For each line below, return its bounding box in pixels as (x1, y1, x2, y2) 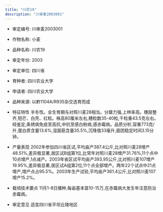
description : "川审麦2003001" (5, 12, 64, 17)
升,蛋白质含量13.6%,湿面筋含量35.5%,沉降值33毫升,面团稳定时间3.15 (12, 127, 150, 133)
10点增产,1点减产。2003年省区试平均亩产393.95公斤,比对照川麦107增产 (12, 156, 155, 162)
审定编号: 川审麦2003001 (12, 25, 62, 32)
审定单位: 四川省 (12, 67, 45, 73)
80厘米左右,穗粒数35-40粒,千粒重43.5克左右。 (64, 115, 159, 121)
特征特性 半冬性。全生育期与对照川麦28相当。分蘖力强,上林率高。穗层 (12, 109, 153, 115)
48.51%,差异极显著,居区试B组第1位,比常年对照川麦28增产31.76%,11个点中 (12, 150, 159, 156)
